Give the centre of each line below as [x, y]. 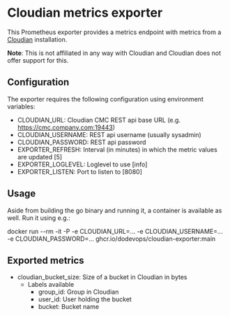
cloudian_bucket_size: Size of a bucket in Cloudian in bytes [102, 277]
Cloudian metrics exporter [85, 13]
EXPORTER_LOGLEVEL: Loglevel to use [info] [82, 164]
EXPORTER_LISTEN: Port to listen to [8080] [80, 171]
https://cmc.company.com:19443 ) [66, 127]
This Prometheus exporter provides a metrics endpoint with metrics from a [114, 32]
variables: [21, 106]
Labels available [51, 285]
